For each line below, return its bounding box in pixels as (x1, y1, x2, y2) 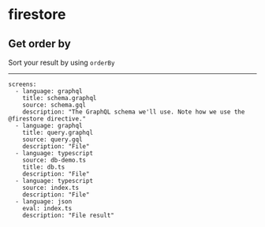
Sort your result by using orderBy (8, 58, 115, 67)
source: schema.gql (22, 101, 87, 109)
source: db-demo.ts (22, 156, 87, 164)
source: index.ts (22, 184, 80, 192)
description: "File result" (22, 211, 114, 219)
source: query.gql (22, 136, 83, 143)
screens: (8, 80, 37, 88)
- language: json (15, 198, 73, 206)
